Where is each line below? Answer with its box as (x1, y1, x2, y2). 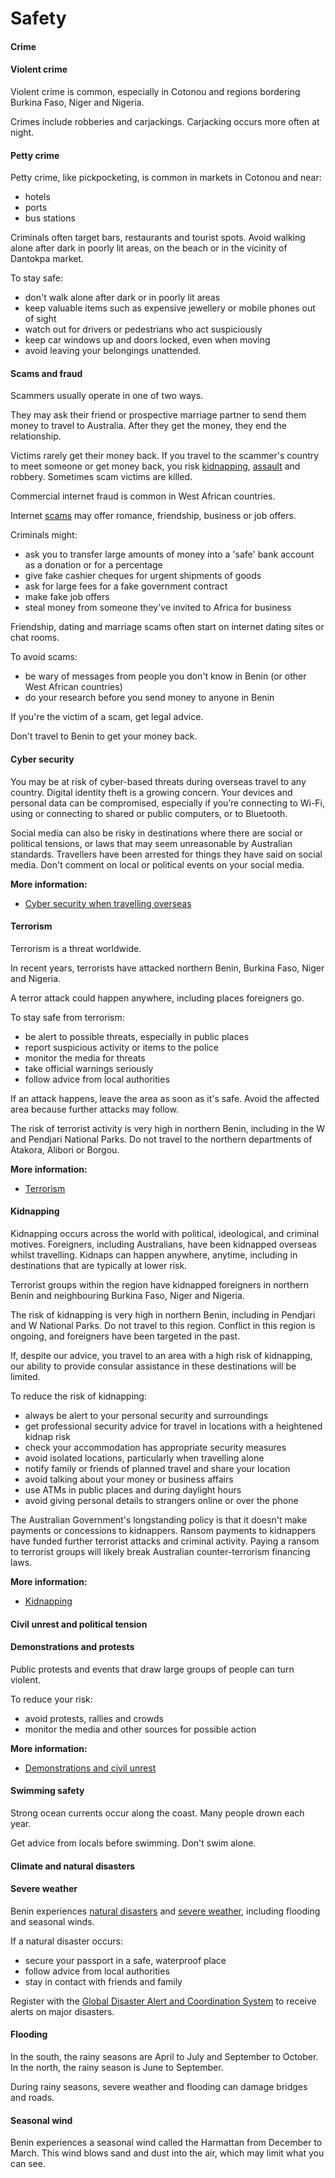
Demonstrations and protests (10, 1641, 135, 1653)
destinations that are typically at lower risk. (10, 1260, 188, 1271)
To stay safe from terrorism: (10, 1011, 125, 1023)
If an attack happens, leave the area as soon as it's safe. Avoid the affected (10, 1092, 320, 1104)
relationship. (10, 430, 62, 442)
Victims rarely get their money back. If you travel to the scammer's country (10, 450, 320, 462)
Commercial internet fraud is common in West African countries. (10, 490, 276, 502)
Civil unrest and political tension (10, 1618, 148, 1630)
